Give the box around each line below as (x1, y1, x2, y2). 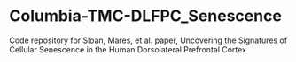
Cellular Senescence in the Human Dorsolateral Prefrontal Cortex (9, 44, 246, 54)
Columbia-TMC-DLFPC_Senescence (9, 6, 282, 26)
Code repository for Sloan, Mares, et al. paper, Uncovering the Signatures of (9, 35, 288, 45)
